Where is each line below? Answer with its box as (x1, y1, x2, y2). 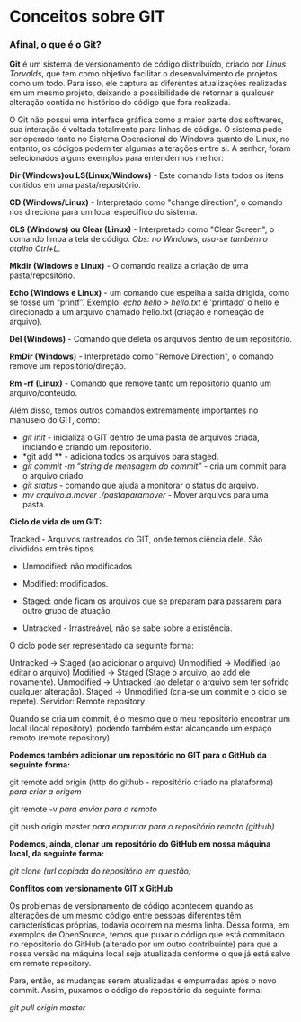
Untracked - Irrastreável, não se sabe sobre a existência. (22, 623, 233, 633)
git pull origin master (9, 1002, 86, 1013)
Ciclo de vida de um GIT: (9, 516, 102, 527)
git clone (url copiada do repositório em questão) (9, 865, 191, 876)
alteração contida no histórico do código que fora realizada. (9, 97, 231, 108)
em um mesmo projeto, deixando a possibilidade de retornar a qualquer (9, 87, 274, 98)
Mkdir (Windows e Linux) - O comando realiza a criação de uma (9, 261, 249, 272)
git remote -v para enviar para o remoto (9, 803, 157, 815)
